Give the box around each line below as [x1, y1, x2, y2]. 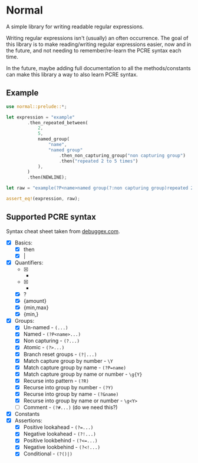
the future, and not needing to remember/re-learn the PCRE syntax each [6, 47, 181, 54]
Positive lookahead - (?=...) [23, 424, 94, 431]
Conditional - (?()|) [23, 450, 72, 457]
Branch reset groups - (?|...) [23, 350, 97, 358]
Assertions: [14, 417, 42, 424]
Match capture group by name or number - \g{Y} [23, 371, 143, 378]
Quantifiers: [14, 259, 44, 266]
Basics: [14, 239, 33, 246]
